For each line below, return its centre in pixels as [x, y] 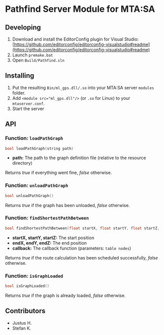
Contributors [25, 311]
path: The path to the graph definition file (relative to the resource [79, 158]
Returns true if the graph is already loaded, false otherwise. [66, 295]
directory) [22, 163]
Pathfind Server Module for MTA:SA [80, 9]
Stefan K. [21, 328]
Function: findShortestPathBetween [47, 218]
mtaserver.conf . [29, 103]
